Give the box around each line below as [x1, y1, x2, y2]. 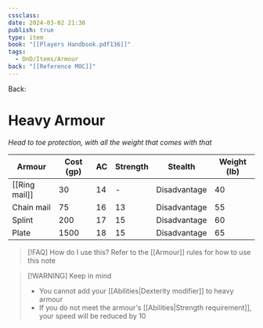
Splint [12, 214, 34, 225]
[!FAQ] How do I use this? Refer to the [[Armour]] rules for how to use [27, 247, 251, 257]
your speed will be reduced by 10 [38, 311, 146, 320]
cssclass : [8, 11, 41, 20]
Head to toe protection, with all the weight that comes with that [8, 137, 213, 147]
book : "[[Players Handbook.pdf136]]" [8, 41, 131, 49]
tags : [8, 48, 26, 56]
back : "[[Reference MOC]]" [8, 63, 96, 71]
